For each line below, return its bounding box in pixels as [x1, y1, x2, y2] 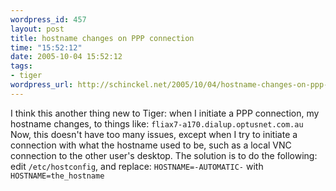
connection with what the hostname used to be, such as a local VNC [10, 139, 292, 151]
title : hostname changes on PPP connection [10, 33, 195, 43]
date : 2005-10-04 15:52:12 [10, 52, 123, 62]
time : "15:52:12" [10, 42, 83, 53]
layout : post [10, 24, 65, 34]
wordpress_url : [10, 80, 74, 90]
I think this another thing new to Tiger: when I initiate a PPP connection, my [10, 107, 320, 119]
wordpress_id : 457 [10, 14, 87, 25]
